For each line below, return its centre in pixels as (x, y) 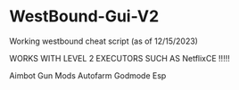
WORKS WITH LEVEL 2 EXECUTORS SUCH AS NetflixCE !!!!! (119, 58)
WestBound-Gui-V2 (84, 16)
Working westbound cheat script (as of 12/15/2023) (104, 41)
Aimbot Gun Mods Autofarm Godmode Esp (88, 75)
